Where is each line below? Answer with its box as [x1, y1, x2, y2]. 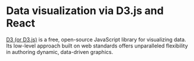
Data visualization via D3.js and [6, 4, 164, 18]
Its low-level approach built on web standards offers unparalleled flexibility [6, 42, 188, 49]
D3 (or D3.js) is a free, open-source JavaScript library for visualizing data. [6, 36, 186, 43]
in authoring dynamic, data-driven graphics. [6, 48, 114, 55]
